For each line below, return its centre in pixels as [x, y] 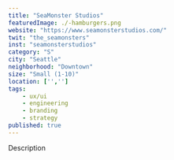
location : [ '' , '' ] [38, 81]
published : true [35, 125]
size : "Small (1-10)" [44, 74]
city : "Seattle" [35, 60]
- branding [40, 111]
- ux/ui [35, 96]
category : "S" [31, 52]
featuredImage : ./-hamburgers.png [65, 23]
